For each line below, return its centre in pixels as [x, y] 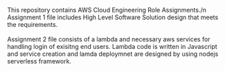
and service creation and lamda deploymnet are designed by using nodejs [113, 54]
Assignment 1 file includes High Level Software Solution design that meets [113, 17]
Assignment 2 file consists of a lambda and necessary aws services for [109, 39]
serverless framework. [39, 61]
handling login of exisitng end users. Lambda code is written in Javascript [112, 47]
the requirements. [33, 24]
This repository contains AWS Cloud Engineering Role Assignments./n [107, 10]
